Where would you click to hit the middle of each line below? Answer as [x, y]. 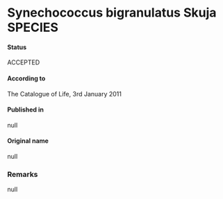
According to [26, 78]
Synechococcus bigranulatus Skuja [112, 13]
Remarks [23, 174]
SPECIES [33, 27]
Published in [25, 110]
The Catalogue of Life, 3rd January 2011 [64, 94]
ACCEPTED [24, 62]
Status [17, 47]
